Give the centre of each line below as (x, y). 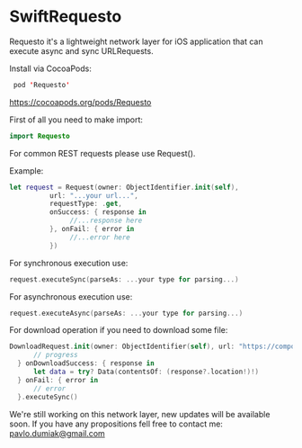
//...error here (100, 237)
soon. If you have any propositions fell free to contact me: (116, 424)
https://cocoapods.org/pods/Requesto (80, 102)
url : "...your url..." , (94, 195)
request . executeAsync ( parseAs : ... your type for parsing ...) (126, 313)
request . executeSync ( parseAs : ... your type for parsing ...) (124, 279)
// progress (55, 355)
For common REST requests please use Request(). (102, 153)
